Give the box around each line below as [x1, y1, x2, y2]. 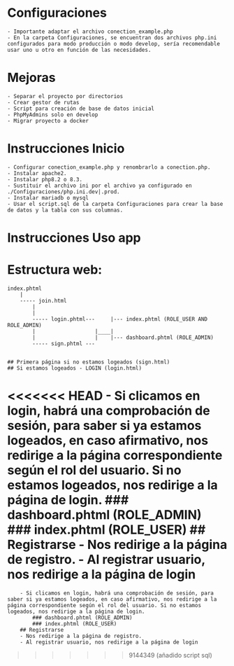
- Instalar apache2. [7, 169, 68, 176]
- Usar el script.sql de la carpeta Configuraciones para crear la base [7, 200, 224, 207]
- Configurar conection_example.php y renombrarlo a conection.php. [7, 163, 211, 171]
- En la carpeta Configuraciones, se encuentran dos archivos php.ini [7, 34, 217, 41]
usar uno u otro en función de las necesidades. [7, 46, 152, 53]
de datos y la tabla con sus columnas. [7, 207, 124, 214]
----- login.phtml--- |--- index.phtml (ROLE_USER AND [32, 315, 208, 323]
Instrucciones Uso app [7, 230, 141, 246]
